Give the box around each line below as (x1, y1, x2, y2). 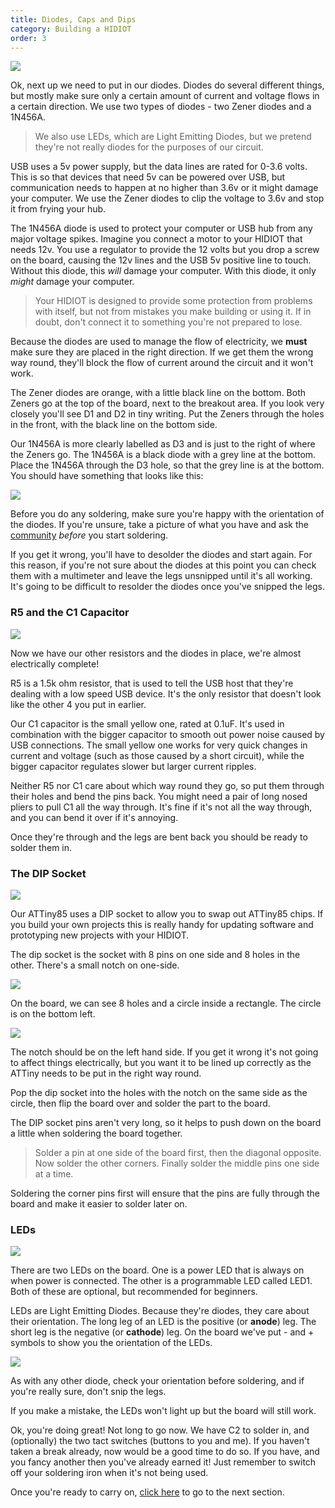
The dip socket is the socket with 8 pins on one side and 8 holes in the (10, 948, 301, 960)
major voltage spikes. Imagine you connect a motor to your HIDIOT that (10, 233, 303, 245)
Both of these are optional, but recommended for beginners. (10, 1286, 258, 1298)
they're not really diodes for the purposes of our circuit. (34, 141, 264, 153)
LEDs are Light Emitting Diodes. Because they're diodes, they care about (10, 1305, 310, 1317)
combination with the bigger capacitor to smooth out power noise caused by (10, 728, 325, 740)
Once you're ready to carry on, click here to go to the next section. (10, 1486, 285, 1498)
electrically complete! (10, 657, 100, 670)
